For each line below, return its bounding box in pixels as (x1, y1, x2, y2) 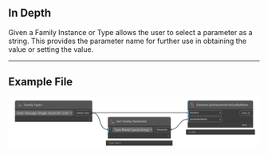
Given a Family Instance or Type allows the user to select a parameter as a (8, 27, 253, 37)
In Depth (8, 6, 52, 20)
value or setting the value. (8, 44, 94, 54)
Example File (8, 75, 73, 89)
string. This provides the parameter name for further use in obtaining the (8, 36, 247, 45)
